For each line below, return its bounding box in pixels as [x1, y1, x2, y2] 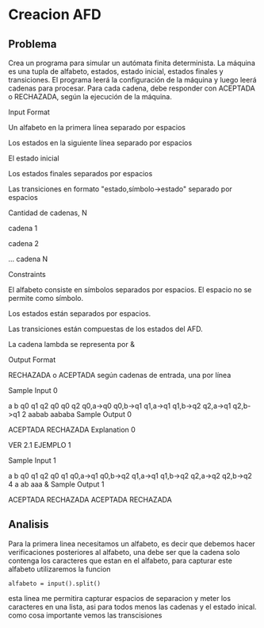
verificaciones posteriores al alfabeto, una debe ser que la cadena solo [8, 547, 240, 557]
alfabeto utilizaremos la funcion [8, 564, 111, 573]
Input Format [8, 107, 50, 117]
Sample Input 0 [8, 386, 58, 395]
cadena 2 [8, 239, 40, 248]
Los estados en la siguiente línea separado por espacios [8, 138, 193, 148]
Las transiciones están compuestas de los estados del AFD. [8, 324, 204, 333]
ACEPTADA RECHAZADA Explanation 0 [8, 425, 136, 434]
